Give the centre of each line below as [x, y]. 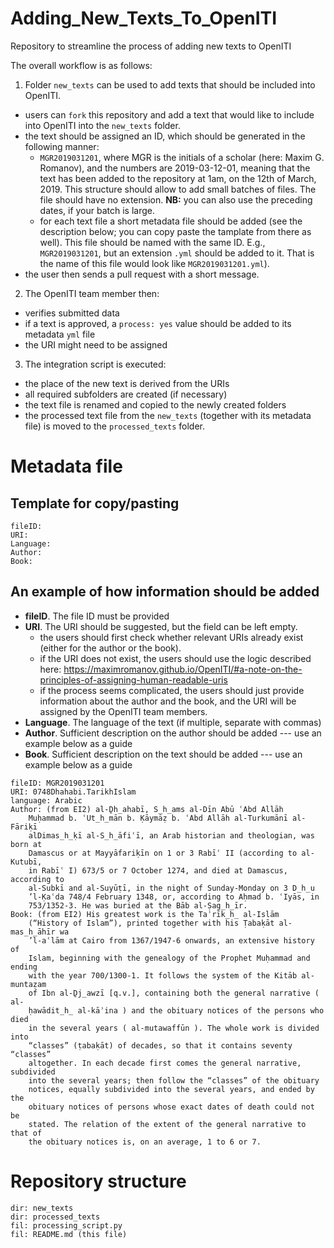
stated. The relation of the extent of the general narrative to [167, 1124]
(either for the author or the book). [110, 648]
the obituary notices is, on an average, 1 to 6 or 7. [145, 1142]
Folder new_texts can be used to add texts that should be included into [170, 84]
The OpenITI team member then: [92, 293]
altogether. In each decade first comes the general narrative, [165, 1063]
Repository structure [98, 1181]
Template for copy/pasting [95, 503]
